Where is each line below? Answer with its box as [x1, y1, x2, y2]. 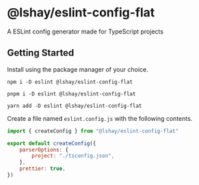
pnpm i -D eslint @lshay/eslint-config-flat [7, 90, 136, 97]
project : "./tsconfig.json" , [31, 152, 115, 160]
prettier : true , [19, 165, 66, 172]
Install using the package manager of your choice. [7, 65, 148, 73]
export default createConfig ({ [7, 140, 96, 147]
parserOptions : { [19, 146, 69, 153]
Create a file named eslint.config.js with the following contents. [7, 114, 193, 122]
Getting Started [7, 47, 75, 59]
